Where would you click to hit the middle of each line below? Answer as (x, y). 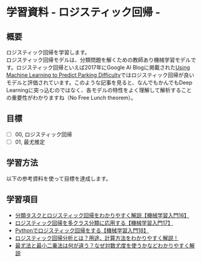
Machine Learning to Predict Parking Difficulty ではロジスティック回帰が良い (100, 75)
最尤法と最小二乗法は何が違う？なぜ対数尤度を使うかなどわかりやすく (102, 245)
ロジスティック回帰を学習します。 (48, 52)
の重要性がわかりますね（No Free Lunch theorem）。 (71, 98)
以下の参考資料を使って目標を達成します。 (59, 178)
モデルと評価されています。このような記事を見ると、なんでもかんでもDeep (99, 83)
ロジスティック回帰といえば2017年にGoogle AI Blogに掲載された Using (103, 67)
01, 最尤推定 (30, 142)
